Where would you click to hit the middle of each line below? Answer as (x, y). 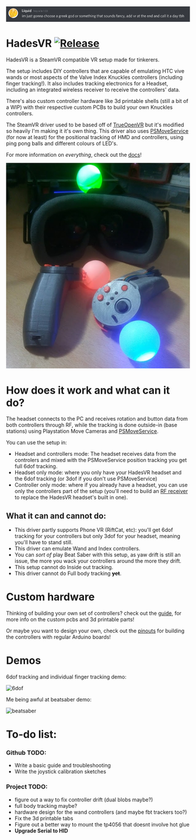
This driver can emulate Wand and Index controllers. (77, 549)
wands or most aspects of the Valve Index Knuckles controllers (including (94, 77)
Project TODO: (27, 787)
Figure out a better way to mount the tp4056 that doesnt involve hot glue (102, 824)
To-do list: (32, 734)
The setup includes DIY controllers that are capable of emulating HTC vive (95, 71)
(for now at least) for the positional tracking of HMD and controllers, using (95, 137)
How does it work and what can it (88, 390)
